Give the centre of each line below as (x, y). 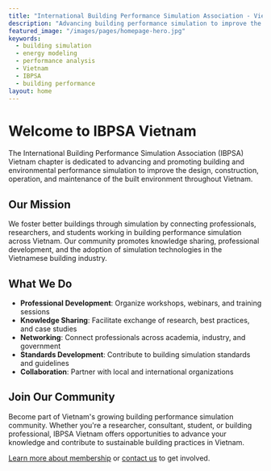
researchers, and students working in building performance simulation (125, 233)
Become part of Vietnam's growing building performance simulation (121, 416)
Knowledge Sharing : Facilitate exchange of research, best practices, (135, 320)
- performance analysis (55, 61)
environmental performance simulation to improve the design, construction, (134, 170)
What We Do (40, 284)
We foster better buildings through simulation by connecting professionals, (132, 224)
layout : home (30, 91)
